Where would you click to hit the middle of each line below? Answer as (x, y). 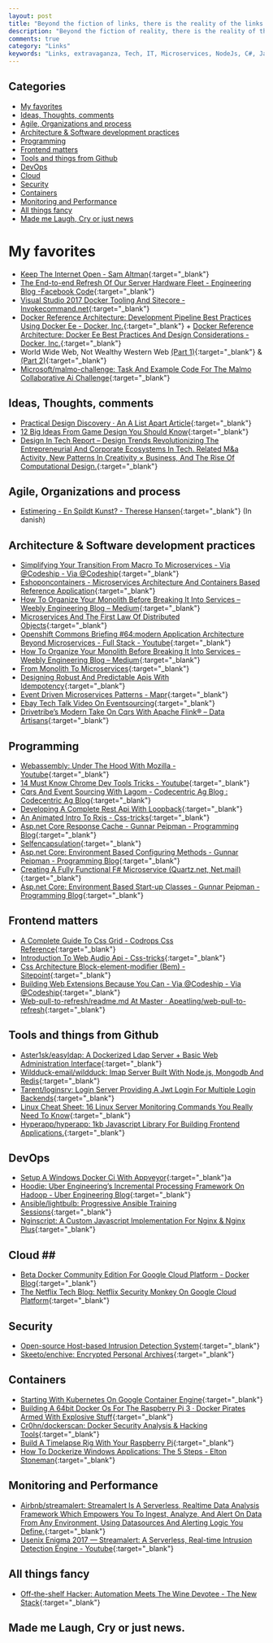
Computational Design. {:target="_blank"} (89, 466)
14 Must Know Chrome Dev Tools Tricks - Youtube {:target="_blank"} (135, 783)
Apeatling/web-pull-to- (208, 1000)
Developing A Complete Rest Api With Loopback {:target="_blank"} (131, 809)
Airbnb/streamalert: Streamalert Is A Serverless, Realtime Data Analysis (140, 1505)
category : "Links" (39, 46)
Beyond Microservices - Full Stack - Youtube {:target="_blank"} (126, 643)
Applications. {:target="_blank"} (73, 1132)
